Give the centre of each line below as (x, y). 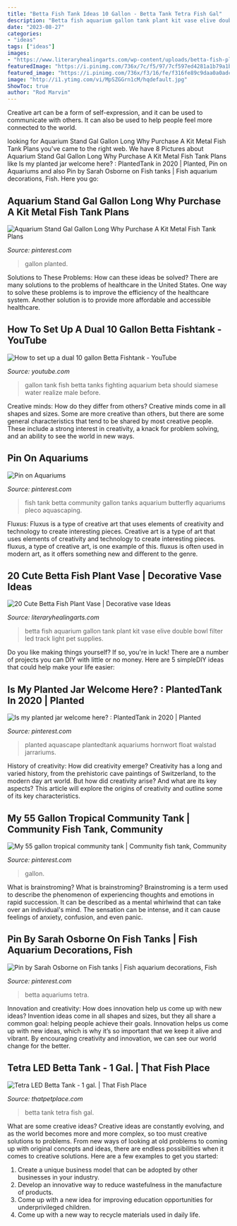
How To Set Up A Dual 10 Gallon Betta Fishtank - (115, 330)
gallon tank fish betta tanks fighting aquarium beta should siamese (121, 384)
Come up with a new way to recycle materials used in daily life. (109, 1215)
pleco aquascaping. (53, 510)
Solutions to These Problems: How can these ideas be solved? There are (113, 277)
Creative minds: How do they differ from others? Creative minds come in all (116, 406)
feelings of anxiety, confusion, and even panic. (75, 917)
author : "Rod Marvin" (39, 92)
